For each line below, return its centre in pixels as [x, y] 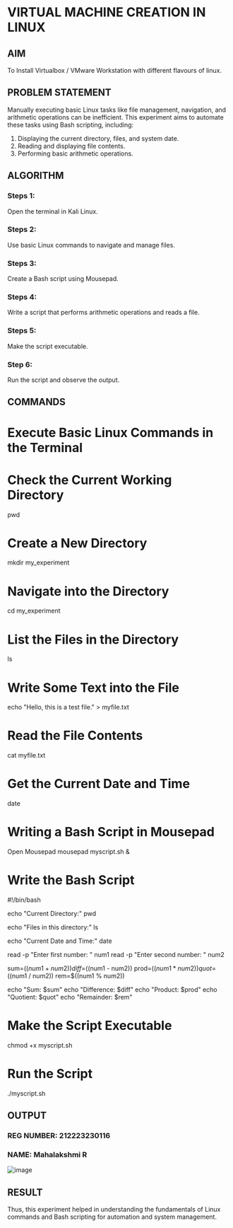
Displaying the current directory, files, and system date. [98, 138]
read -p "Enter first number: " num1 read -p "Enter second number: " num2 [116, 955]
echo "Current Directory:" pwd [52, 914]
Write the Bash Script [71, 880]
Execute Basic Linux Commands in [110, 433]
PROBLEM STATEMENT [59, 93]
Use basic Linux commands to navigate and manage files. [91, 245]
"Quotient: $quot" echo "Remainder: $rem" [70, 997]
